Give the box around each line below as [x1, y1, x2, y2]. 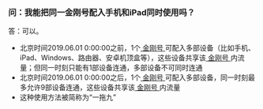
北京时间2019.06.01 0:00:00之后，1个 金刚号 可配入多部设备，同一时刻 [19, 73, 249, 82]
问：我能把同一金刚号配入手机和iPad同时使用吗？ [8, 6, 196, 17]
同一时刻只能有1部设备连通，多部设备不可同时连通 [40, 63, 203, 73]
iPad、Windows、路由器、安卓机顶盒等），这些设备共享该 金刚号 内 [19, 53, 239, 62]
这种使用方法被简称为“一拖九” [19, 92, 117, 102]
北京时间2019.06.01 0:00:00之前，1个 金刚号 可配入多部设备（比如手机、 [19, 43, 255, 53]
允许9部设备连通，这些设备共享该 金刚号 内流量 [26, 83, 181, 92]
